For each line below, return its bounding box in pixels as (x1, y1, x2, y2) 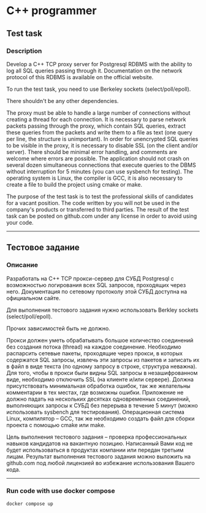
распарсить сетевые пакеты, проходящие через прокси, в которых (6, 349, 183, 357)
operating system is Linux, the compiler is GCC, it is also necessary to (6, 174, 183, 182)
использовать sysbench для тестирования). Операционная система (6, 408, 185, 415)
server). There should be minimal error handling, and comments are (6, 148, 178, 155)
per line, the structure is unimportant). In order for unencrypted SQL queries (6, 135, 199, 142)
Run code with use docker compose (6, 487, 115, 495)
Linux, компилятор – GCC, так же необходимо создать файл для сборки (6, 415, 195, 422)
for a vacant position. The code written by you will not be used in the (6, 199, 180, 206)
